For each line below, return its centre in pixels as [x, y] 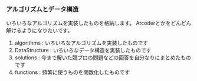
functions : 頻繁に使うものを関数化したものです [72, 72]
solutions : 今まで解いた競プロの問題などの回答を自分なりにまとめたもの [103, 58]
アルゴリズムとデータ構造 [42, 9]
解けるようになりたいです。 [40, 31]
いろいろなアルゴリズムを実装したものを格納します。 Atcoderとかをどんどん [99, 23]
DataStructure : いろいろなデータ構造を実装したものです [83, 50]
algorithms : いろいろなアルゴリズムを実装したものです [81, 43]
